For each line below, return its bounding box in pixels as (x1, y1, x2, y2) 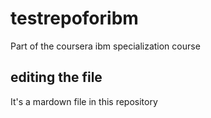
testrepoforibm (10, 7, 139, 30)
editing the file (10, 69, 103, 86)
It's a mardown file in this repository (10, 95, 158, 107)
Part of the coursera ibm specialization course (10, 40, 201, 52)
